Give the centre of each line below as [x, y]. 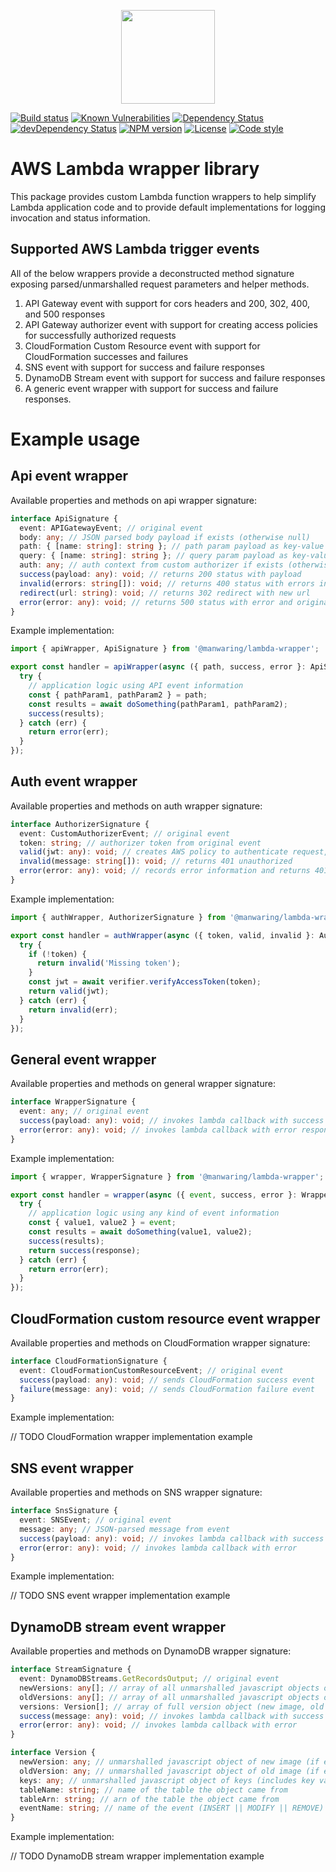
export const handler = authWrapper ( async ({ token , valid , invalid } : [162, 935]
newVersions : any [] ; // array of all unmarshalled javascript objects [169, 1688]
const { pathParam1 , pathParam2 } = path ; [118, 695]
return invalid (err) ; [73, 1010]
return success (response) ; [84, 1250]
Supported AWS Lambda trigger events [135, 249]
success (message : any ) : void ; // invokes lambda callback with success [172, 1716]
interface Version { [53, 1753]
